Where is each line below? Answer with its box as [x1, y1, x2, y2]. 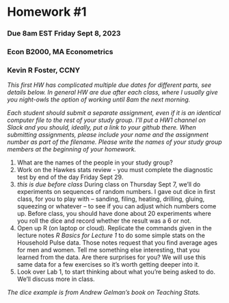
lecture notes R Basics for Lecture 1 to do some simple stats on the [16, 231, 205, 240]
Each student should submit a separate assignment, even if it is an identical [7, 109, 221, 117]
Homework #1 [7, 4, 87, 20]
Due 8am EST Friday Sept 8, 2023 [7, 29, 121, 38]
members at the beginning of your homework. [7, 145, 137, 154]
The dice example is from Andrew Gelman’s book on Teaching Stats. [7, 289, 200, 297]
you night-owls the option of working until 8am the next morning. [7, 95, 191, 104]
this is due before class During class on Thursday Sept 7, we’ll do [16, 180, 201, 189]
